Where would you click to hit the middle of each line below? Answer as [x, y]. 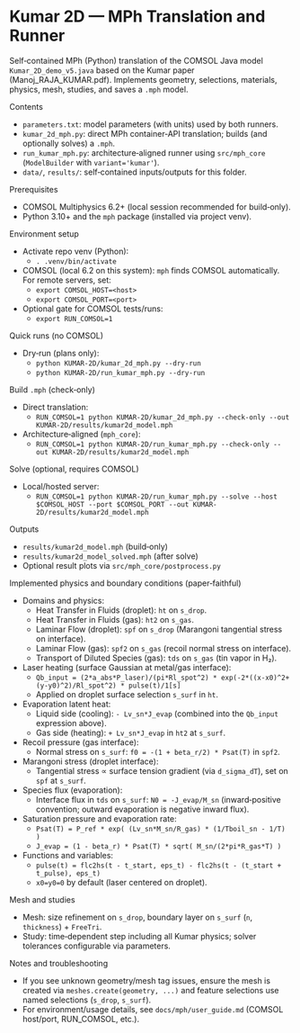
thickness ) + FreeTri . [62, 926]
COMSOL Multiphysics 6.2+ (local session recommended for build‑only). [157, 207]
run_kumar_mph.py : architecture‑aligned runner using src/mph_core [144, 153]
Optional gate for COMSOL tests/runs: [93, 309]
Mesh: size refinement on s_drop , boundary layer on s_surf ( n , [137, 917]
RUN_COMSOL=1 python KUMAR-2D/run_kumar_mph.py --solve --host [157, 497]
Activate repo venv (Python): [75, 251]
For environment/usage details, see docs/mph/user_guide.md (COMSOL [153, 1009]
